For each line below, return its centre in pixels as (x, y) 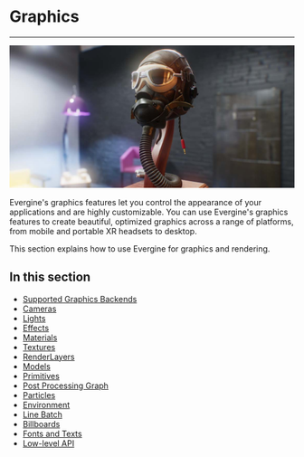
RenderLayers (48, 357)
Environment (46, 405)
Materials (40, 338)
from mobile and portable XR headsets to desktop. (103, 231)
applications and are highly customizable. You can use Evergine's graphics (149, 212)
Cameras (39, 309)
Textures (39, 347)
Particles (39, 395)
